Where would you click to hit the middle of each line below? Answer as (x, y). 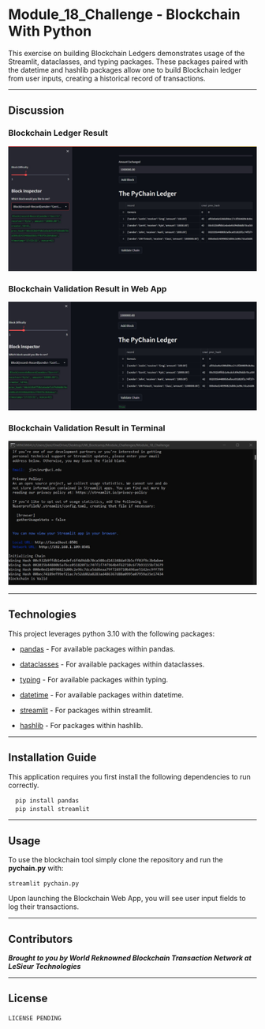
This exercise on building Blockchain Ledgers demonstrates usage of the (127, 53)
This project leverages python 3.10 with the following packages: (112, 633)
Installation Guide (52, 758)
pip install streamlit (52, 809)
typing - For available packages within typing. (94, 679)
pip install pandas (47, 800)
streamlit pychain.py (44, 884)
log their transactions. (44, 907)
